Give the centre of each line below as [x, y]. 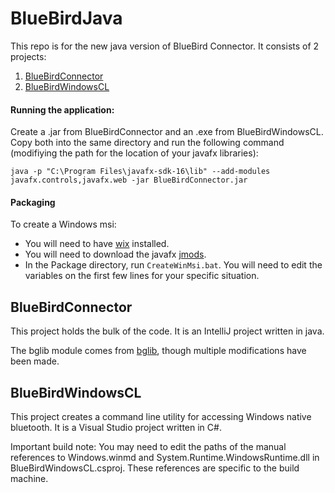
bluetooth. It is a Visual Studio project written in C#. [116, 427]
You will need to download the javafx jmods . [115, 254]
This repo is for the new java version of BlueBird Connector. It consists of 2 [165, 46]
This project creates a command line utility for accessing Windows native [161, 416]
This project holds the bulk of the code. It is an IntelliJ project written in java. [167, 331]
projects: [28, 56]
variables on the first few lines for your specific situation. [142, 276]
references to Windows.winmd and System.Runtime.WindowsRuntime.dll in [165, 457]
